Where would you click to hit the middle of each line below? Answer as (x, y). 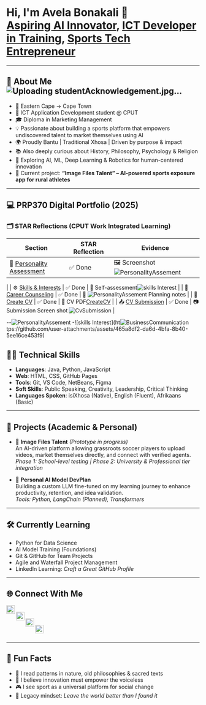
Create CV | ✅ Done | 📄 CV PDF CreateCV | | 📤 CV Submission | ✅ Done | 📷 (103, 302)
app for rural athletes (43, 179)
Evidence (155, 248)
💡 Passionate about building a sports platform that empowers (93, 128)
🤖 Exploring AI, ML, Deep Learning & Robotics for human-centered (99, 160)
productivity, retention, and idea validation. (69, 493)
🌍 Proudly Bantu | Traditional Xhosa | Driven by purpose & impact (98, 142)
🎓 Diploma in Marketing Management (63, 119)
